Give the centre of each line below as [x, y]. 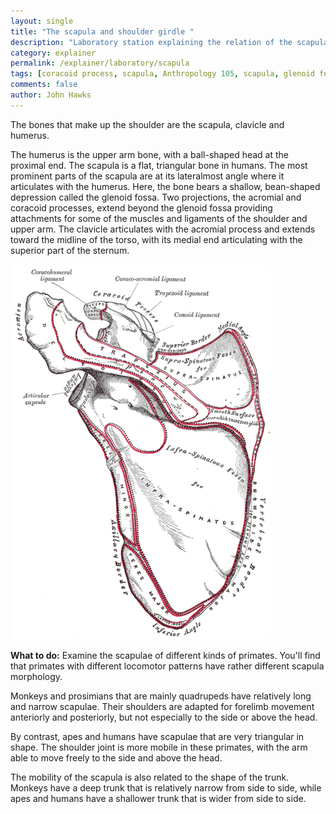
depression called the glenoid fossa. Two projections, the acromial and [156, 197]
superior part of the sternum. [70, 250]
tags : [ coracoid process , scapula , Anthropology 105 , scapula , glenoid [162, 74]
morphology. [36, 676]
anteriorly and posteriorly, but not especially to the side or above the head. [164, 717]
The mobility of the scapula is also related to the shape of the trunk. [150, 777]
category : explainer [53, 53]
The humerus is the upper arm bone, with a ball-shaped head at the [150, 154]
